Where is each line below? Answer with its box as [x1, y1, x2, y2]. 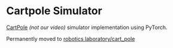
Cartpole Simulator [6, 4, 103, 18]
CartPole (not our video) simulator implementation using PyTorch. [6, 24, 168, 31]
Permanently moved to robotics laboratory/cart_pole [6, 35, 135, 42]
